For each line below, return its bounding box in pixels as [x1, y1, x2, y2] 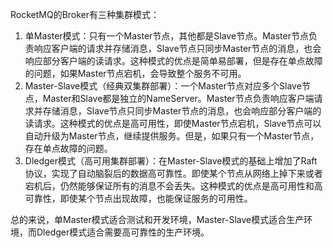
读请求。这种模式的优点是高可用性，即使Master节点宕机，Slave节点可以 [24, 118, 322, 129]
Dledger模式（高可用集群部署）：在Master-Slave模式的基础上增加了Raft [24, 155, 318, 167]
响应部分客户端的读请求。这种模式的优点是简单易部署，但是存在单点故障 [24, 55, 323, 67]
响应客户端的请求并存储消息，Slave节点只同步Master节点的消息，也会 [33, 43, 322, 54]
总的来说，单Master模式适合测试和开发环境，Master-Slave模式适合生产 [10, 214, 305, 225]
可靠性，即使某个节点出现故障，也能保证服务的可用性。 [24, 193, 253, 204]
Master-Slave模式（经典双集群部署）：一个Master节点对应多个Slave [24, 80, 302, 92]
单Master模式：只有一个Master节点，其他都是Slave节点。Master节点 [24, 30, 309, 42]
